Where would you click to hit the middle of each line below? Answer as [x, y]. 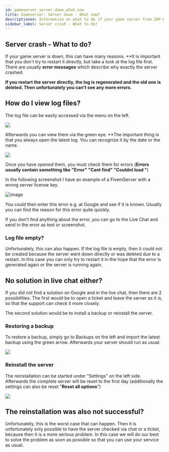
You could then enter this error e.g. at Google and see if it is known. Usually [83, 204]
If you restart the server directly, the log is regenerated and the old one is [83, 82]
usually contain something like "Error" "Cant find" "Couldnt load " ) [77, 169]
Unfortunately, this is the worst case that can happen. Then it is [71, 424]
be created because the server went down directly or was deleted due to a [82, 254]
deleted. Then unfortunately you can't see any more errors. [69, 87]
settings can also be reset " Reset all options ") [53, 386]
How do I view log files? [43, 103]
